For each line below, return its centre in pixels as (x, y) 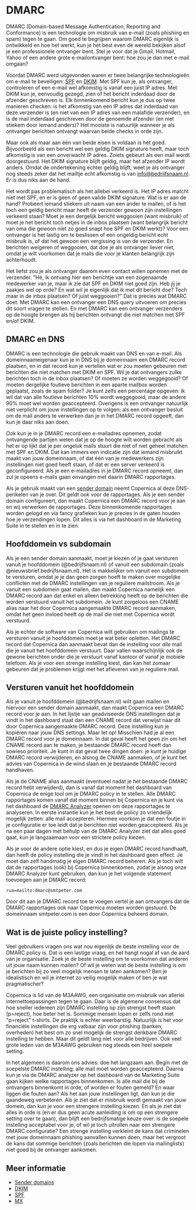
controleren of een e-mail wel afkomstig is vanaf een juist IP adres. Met (92, 87)
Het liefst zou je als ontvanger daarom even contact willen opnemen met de (97, 271)
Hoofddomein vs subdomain (59, 544)
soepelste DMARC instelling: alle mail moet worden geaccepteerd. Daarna (95, 1069)
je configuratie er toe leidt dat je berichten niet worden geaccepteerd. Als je (97, 825)
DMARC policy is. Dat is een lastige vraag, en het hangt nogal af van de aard (98, 953)
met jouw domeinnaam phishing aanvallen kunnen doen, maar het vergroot (96, 1137)
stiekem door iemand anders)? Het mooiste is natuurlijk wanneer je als (90, 125)
